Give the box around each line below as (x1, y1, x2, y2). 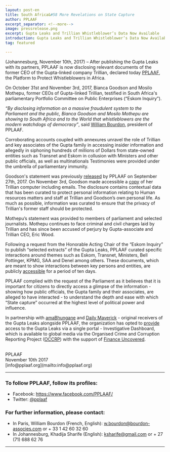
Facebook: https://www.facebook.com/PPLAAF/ (12, 391, 113, 397)
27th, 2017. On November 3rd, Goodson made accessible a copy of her (5, 178, 153, 185)
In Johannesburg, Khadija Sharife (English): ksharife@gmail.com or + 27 (12, 431, 163, 437)
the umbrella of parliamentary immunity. (5, 163, 89, 170)
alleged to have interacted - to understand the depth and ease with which (5, 294, 158, 300)
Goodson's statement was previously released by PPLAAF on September (5, 173, 157, 179)
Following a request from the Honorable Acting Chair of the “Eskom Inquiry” (5, 241, 163, 247)
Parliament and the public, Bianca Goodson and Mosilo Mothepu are (5, 110, 149, 116)
